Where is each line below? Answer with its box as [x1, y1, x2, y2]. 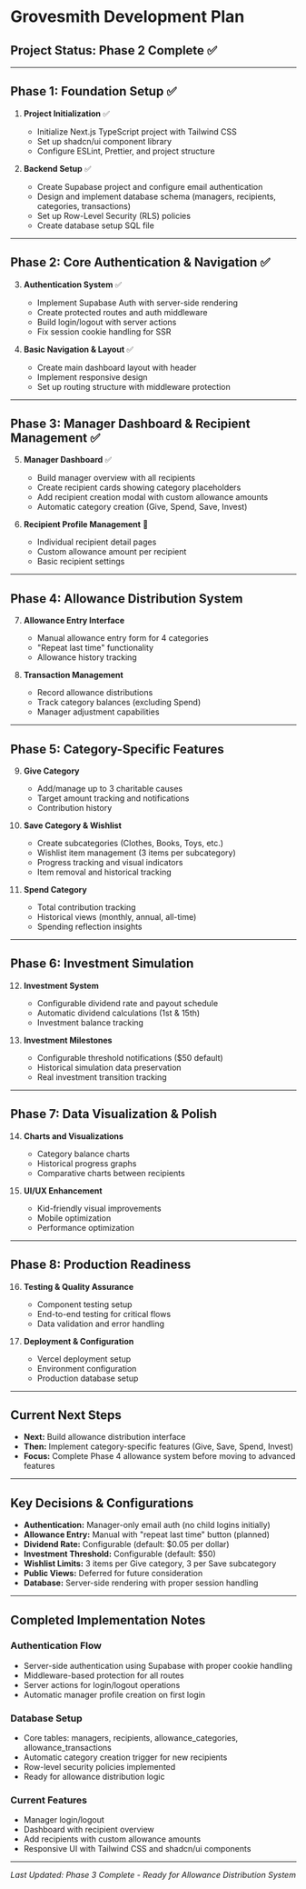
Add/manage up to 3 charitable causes [36, 784, 183, 795]
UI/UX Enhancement [23, 1184, 103, 1196]
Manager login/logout [23, 1814, 105, 1825]
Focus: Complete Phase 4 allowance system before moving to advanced [23, 1451, 296, 1462]
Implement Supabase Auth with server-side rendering [36, 297, 239, 308]
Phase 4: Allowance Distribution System [10, 591, 243, 606]
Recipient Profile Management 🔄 [23, 519, 149, 530]
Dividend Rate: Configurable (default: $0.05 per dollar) [23, 1539, 230, 1550]
